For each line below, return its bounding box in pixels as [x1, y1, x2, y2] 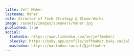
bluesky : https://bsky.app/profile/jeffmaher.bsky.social [9, 39, 131, 44]
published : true [5, 25, 38, 30]
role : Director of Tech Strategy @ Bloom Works [5, 16, 104, 21]
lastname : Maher [5, 12, 38, 17]
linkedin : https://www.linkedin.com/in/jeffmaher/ [9, 35, 115, 39]
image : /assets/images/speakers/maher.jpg [5, 20, 93, 26]
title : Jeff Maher [5, 7, 43, 12]
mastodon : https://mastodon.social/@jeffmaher [9, 43, 106, 48]
